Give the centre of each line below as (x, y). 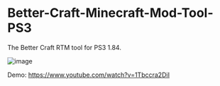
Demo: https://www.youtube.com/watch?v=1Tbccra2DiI (89, 75)
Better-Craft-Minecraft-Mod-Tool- (111, 13)
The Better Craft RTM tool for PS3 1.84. (65, 47)
